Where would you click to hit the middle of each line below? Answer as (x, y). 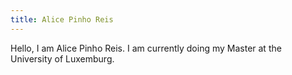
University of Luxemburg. (62, 58)
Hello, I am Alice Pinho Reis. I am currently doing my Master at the (146, 48)
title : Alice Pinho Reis (62, 19)
